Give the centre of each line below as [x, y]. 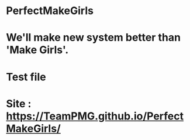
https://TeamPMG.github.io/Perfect [95, 116]
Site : [19, 103]
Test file [26, 77]
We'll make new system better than [94, 38]
